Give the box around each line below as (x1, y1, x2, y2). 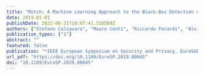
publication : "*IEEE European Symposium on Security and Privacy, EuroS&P (6, 48, 200, 54)
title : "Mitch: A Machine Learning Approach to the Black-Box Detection (6, 8, 194, 15)
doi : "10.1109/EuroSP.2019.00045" (6, 59, 94, 65)
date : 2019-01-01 (6, 15, 50, 21)
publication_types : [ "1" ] (6, 31, 72, 37)
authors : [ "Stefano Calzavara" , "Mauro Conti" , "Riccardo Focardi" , (6, 25, 183, 32)
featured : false (6, 43, 47, 49)
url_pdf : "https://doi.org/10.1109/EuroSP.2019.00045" (6, 54, 148, 60)
